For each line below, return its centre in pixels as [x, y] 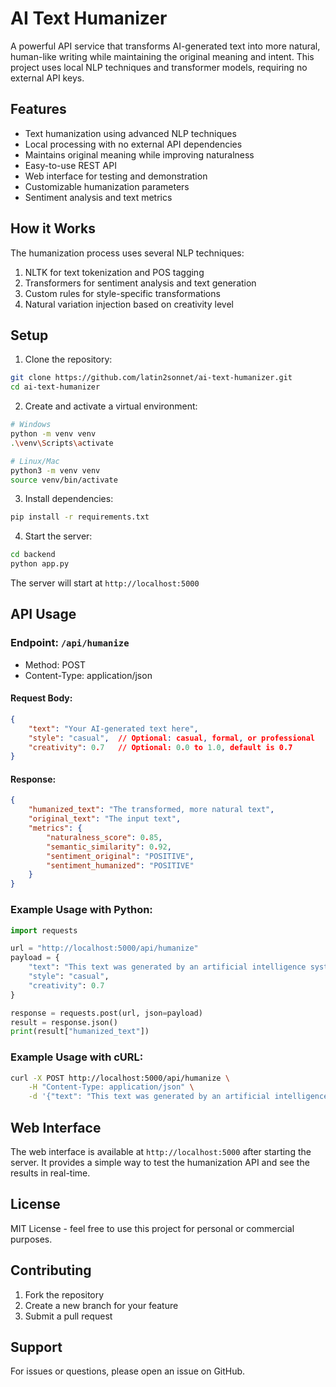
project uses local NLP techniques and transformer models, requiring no [159, 67]
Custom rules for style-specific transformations [122, 293]
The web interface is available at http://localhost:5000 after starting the [161, 1151]
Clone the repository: [68, 359]
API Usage [43, 614]
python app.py [40, 564]
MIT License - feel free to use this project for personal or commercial [152, 1228]
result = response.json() [64, 1022]
